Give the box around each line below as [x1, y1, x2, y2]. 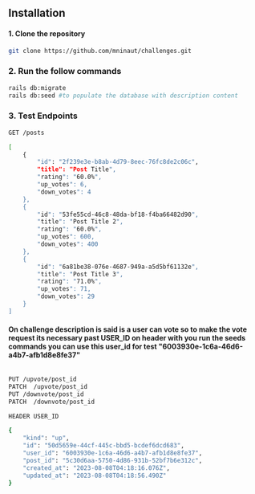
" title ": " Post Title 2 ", [37, 218, 124, 226]
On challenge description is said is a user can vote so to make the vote [8, 325, 247, 334]
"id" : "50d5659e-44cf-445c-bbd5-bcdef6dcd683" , [22, 442, 184, 450]
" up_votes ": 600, [37, 233, 95, 241]
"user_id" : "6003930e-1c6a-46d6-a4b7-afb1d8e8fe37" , [22, 449, 203, 457]
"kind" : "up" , [22, 434, 70, 443]
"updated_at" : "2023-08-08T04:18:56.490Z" [22, 472, 167, 480]
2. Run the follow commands [8, 66, 122, 77]
